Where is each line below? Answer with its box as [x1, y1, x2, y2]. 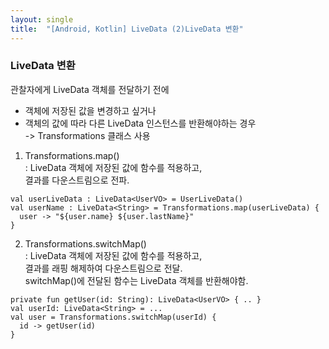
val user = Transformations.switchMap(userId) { [10, 312, 217, 322]
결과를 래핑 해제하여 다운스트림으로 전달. [24, 262, 183, 274]
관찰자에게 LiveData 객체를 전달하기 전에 [10, 83, 170, 95]
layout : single [10, 14, 74, 25]
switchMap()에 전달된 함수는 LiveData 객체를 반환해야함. [24, 274, 249, 286]
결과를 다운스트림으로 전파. [24, 174, 130, 186]
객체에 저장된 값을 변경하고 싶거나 [24, 104, 157, 116]
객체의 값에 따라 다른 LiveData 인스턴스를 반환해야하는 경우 [24, 117, 257, 129]
